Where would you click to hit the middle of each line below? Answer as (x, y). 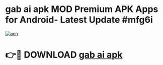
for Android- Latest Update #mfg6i (79, 20)
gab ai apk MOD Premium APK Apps (82, 9)
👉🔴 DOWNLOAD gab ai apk (64, 55)
